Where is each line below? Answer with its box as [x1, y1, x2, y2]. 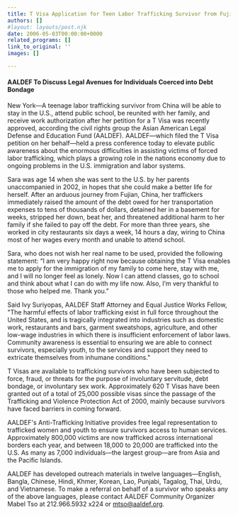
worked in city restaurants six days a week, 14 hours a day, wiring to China [7, 228, 225, 237]
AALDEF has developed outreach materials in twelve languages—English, [7, 470, 222, 478]
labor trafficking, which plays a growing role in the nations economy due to [7, 154, 226, 163]
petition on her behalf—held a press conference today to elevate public [7, 139, 215, 147]
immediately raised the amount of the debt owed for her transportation [7, 198, 214, 206]
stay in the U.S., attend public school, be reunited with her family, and [7, 109, 210, 118]
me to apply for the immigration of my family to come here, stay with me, [7, 264, 220, 273]
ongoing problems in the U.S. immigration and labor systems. [7, 162, 186, 170]
